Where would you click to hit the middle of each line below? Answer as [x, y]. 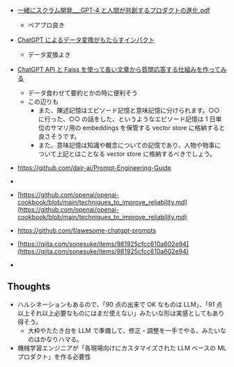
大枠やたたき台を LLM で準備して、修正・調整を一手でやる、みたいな [127, 330]
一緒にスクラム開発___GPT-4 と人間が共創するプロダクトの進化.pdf [114, 10]
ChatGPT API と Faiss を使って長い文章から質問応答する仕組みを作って [119, 69]
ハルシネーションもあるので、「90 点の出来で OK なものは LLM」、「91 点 [120, 304]
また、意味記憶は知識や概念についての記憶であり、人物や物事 [126, 145]
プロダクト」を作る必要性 [54, 357]
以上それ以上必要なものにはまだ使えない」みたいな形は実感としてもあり [121, 313]
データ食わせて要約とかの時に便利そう [83, 93]
